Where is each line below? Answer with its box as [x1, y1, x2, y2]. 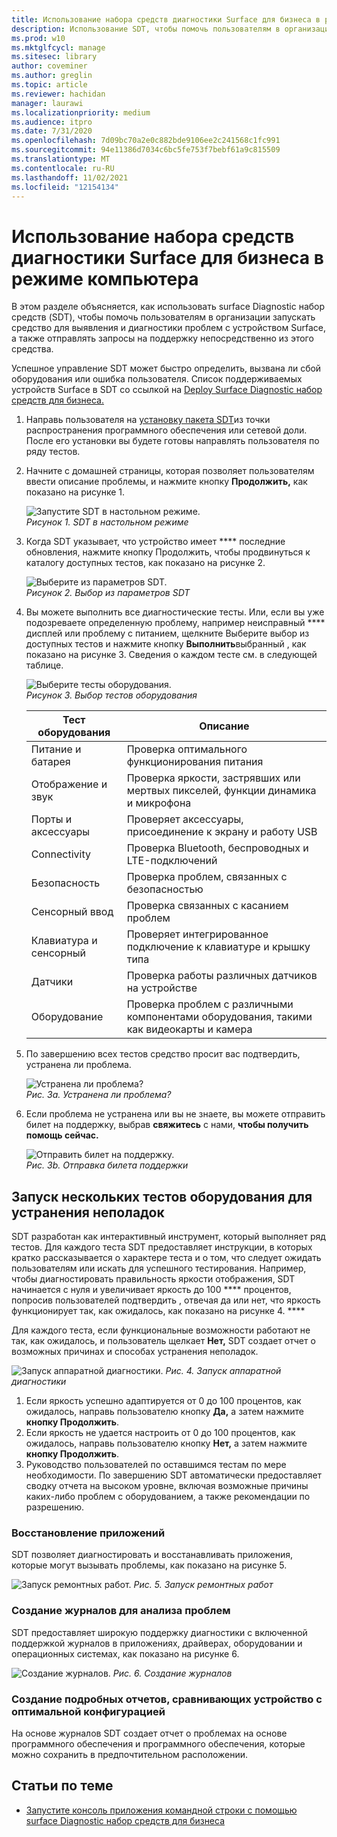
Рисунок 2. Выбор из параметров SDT [25, 587, 191, 599]
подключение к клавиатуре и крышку [126, 940, 311, 954]
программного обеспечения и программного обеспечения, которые [11, 1738, 306, 1750]
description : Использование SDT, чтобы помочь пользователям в [11, 24, 281, 34]
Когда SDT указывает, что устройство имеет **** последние [25, 536, 286, 548]
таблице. [25, 659, 64, 671]
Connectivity [30, 847, 91, 861]
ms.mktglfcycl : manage [11, 42, 106, 53]
